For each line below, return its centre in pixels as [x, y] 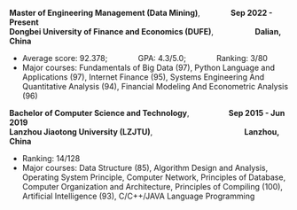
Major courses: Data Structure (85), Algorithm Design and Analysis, [145, 168]
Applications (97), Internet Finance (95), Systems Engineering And [143, 77]
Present [24, 22]
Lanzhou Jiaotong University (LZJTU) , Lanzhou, [145, 132]
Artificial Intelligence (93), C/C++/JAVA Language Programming [138, 196]
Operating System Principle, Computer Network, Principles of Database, [154, 177]
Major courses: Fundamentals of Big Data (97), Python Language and [148, 67]
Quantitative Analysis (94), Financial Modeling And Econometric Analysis [155, 86]
